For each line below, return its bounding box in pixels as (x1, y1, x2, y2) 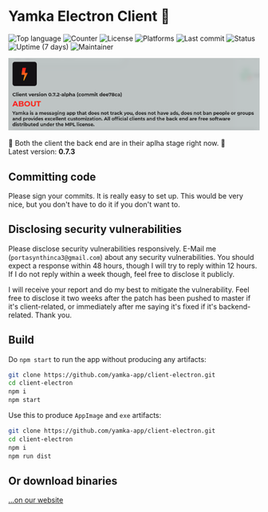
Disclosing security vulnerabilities (8, 223, 182, 236)
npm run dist (8, 452, 52, 460)
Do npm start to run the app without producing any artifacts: (8, 354, 207, 364)
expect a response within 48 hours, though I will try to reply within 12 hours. (8, 261, 258, 270)
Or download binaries (8, 474, 118, 487)
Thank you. (34, 310, 72, 320)
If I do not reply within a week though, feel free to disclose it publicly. (8, 269, 235, 278)
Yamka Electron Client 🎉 (8, 7, 170, 26)
